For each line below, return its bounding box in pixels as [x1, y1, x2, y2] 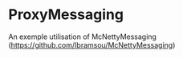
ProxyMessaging [8, 6, 124, 24]
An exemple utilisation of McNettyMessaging [8, 32, 157, 41]
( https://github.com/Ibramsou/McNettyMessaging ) [8, 40, 176, 49]
